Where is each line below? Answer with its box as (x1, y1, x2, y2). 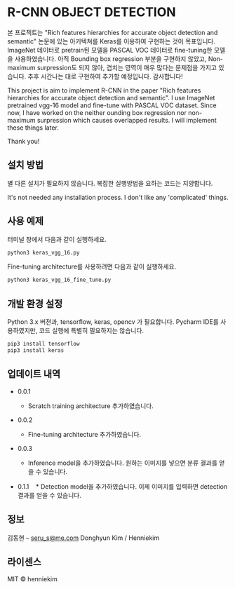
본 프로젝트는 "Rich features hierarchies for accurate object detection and (7, 28, 218, 36)
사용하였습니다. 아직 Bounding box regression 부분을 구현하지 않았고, (14, 54, 207, 63)
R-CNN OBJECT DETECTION (7, 4, 177, 20)
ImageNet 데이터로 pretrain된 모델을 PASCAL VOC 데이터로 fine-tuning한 (7, 46, 213, 54)
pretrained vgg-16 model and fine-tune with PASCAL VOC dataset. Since (7, 101, 217, 109)
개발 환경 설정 (7, 297, 63, 309)
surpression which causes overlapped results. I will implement (36, 116, 217, 124)
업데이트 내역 (7, 368, 61, 380)
